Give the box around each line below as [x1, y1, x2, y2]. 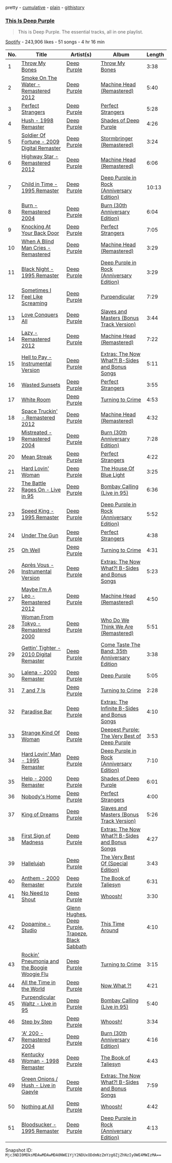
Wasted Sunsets [21, 381, 60, 389]
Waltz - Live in [21, 1000, 57, 1008]
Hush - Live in [21, 1082, 56, 1089]
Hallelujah [21, 860, 45, 867]
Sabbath [66, 943, 87, 950]
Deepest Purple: [100, 726, 140, 733]
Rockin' [21, 951, 40, 959]
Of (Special [100, 860, 128, 867]
